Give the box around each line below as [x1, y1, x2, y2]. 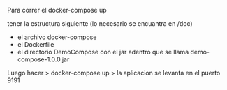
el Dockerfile [17, 40, 54, 48]
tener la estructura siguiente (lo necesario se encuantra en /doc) [7, 20, 193, 27]
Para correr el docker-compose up [7, 6, 107, 14]
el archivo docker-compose [17, 33, 97, 41]
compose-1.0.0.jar [17, 55, 70, 63]
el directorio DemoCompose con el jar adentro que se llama [17, 48, 189, 56]
